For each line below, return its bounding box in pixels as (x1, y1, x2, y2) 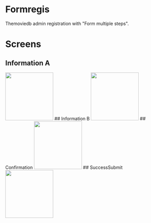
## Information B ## (54, 115, 146, 121)
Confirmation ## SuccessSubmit (5, 164, 123, 170)
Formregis (5, 4, 50, 15)
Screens (5, 38, 41, 50)
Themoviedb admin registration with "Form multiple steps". (5, 20, 129, 27)
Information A (5, 59, 50, 67)
